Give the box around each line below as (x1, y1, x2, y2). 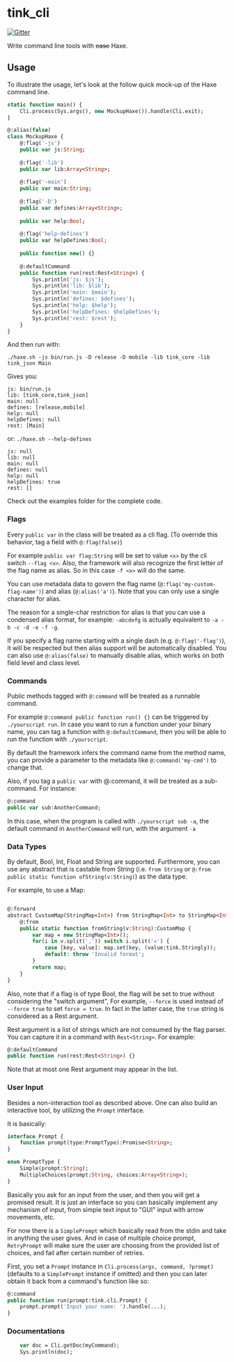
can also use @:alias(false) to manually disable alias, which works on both (7, 651, 225, 659)
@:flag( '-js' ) (19, 140, 61, 147)
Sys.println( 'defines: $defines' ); (32, 295, 136, 303)
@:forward (7, 906, 36, 913)
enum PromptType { (7, 1158, 61, 1166)
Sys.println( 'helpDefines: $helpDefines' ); (32, 308, 160, 315)
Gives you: (7, 372, 38, 381)
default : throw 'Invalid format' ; (44, 951, 145, 958)
